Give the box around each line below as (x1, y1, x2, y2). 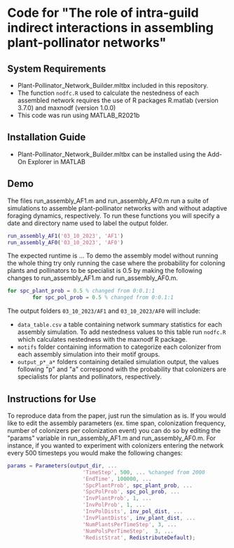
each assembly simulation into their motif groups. (17, 350, 160, 359)
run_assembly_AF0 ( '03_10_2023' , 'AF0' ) (7, 239, 124, 246)
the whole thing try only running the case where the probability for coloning (7, 259, 226, 267)
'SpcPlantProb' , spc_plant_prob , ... (82, 482, 193, 489)
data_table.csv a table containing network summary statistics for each (17, 321, 223, 329)
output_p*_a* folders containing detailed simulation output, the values (17, 358, 219, 366)
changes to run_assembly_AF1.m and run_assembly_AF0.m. (7, 274, 179, 282)
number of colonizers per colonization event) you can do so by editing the (7, 426, 221, 434)
